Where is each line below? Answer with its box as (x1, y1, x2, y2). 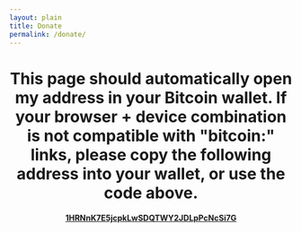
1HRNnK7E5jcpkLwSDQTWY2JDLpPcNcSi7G (65, 212, 237, 224)
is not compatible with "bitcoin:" (26, 125, 276, 146)
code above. (103, 183, 199, 202)
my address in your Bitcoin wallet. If (14, 87, 288, 107)
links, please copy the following (30, 144, 272, 165)
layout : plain (9, 13, 63, 22)
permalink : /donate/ (9, 30, 87, 39)
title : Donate (9, 21, 63, 30)
